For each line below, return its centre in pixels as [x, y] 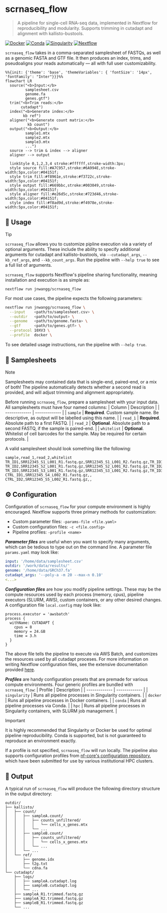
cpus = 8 [23, 627]
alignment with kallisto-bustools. [50, 33]
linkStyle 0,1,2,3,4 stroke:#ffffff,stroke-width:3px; [68, 163]
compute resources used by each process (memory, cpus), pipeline [75, 594]
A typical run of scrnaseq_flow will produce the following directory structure [83, 788]
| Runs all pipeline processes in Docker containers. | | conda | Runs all [76, 700]
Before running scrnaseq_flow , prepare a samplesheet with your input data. [82, 402]
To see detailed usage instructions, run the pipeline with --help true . [76, 344]
